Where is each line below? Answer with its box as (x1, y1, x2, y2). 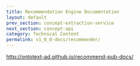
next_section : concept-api (6, 25, 74, 32)
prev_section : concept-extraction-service (6, 20, 114, 26)
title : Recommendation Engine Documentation (6, 8, 120, 15)
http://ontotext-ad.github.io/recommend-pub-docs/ (6, 53, 134, 60)
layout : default (6, 14, 47, 20)
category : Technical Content (6, 31, 79, 37)
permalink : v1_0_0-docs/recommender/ (6, 37, 101, 43)
